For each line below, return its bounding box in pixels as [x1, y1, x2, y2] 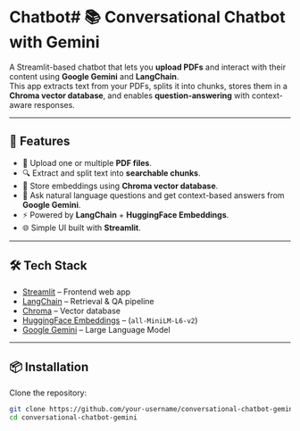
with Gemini [9, 32, 100, 53]
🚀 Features [9, 134, 71, 149]
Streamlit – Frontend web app [21, 286, 131, 297]
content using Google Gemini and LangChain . [9, 70, 179, 81]
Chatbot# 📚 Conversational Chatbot [9, 7, 286, 28]
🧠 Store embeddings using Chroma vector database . [21, 180, 219, 191]
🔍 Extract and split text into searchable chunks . [21, 167, 201, 178]
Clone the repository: [9, 387, 87, 398]
